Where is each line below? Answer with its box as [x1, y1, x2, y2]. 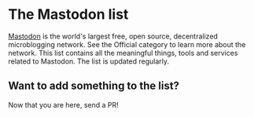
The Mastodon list [8, 5, 129, 24]
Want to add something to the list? [8, 79, 179, 93]
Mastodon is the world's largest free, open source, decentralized [8, 31, 219, 41]
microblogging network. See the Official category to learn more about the [8, 39, 246, 49]
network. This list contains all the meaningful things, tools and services [8, 48, 238, 57]
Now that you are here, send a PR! [8, 100, 120, 109]
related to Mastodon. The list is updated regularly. [8, 57, 170, 66]
